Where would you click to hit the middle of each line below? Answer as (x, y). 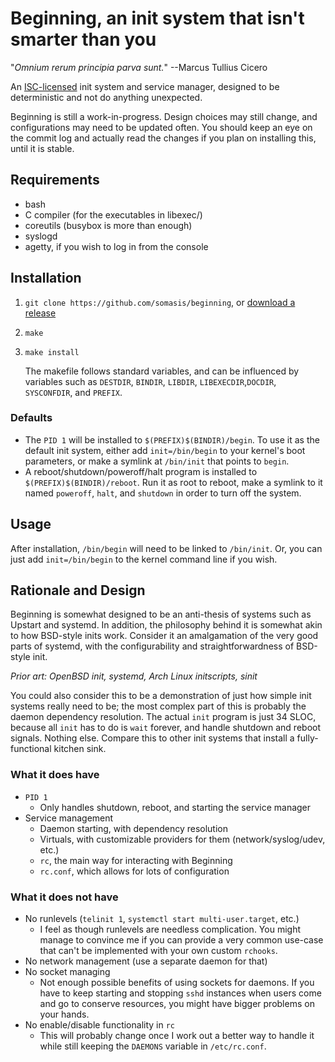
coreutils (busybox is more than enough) (108, 225)
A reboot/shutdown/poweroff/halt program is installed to (141, 471)
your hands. (64, 1014)
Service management (69, 818)
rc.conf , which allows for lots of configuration (134, 871)
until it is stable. (42, 148)
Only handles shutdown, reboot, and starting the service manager (175, 807)
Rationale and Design (78, 590)
